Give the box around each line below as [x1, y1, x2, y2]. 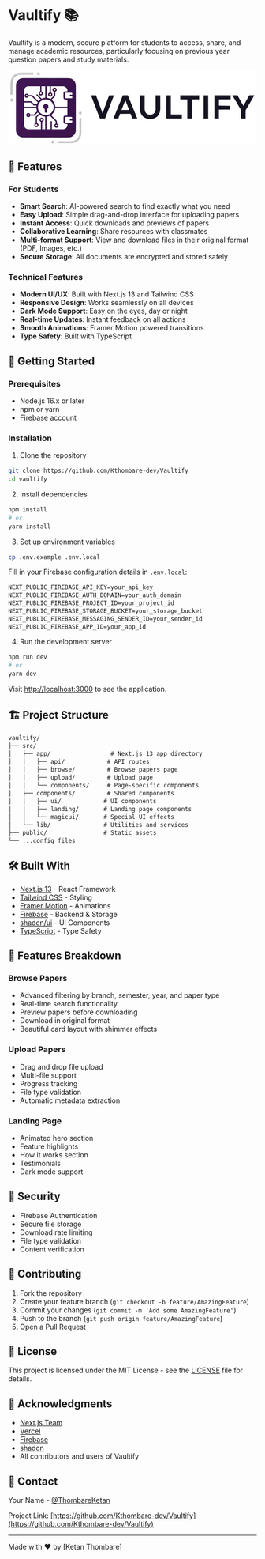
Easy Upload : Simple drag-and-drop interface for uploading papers [19, 210, 240, 219]
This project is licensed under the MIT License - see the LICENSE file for [8, 1365, 243, 1376]
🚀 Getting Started [8, 354, 95, 368]
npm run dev [8, 653, 47, 661]
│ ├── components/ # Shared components [8, 789, 175, 797]
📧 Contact [8, 1474, 58, 1488]
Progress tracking [19, 1078, 78, 1088]
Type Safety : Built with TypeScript [19, 331, 132, 341]
